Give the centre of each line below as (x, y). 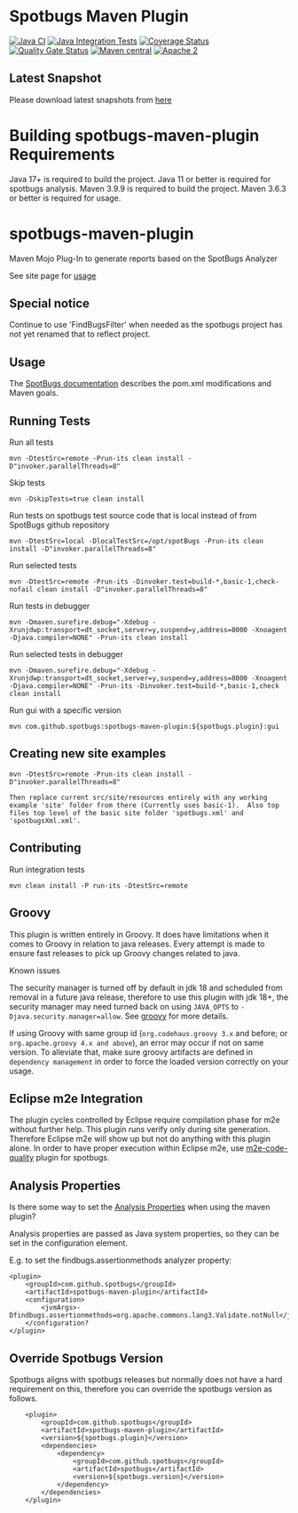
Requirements (62, 154)
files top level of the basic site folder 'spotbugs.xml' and (126, 813)
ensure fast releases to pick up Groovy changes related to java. (125, 953)
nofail (21, 590)
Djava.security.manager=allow (65, 1017)
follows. (24, 1398)
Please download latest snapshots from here (90, 99)
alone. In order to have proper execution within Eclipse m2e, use (127, 1148)
